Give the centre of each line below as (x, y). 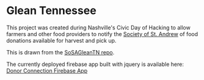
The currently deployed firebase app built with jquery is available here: (95, 64)
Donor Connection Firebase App (47, 70)
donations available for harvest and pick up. (61, 40)
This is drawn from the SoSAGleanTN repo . (60, 52)
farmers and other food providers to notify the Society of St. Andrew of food (102, 34)
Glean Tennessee (51, 11)
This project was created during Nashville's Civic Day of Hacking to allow (98, 27)
